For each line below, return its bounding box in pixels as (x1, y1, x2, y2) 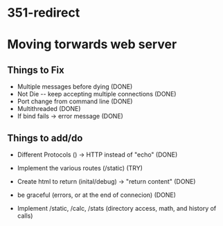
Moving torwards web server (7, 37, 177, 53)
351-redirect (7, 5, 80, 21)
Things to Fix (7, 64, 64, 76)
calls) (17, 211, 33, 220)
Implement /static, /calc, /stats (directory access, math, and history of (17, 205, 217, 212)
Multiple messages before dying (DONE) (17, 82, 133, 91)
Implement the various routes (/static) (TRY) (17, 164, 143, 172)
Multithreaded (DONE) (17, 105, 81, 113)
